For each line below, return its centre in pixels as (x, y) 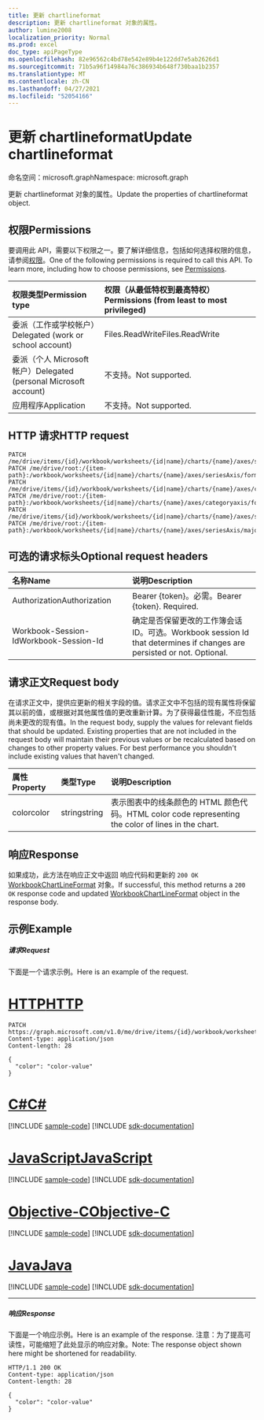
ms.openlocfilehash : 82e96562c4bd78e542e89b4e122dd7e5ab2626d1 (114, 60)
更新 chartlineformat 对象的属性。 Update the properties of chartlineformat (128, 195)
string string (82, 813)
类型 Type (79, 782)
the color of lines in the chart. (165, 825)
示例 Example (40, 929)
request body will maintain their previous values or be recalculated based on (132, 740)
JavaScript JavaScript (81, 1158)
